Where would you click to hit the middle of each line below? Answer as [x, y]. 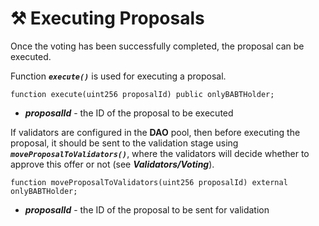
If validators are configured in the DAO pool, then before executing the [155, 132]
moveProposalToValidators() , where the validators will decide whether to [160, 153]
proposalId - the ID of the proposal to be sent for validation [147, 209]
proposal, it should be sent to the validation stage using [124, 143]
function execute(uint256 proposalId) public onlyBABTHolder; [142, 94]
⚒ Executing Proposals [107, 18]
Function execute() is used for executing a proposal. [118, 76]
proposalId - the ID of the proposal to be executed [129, 113]
